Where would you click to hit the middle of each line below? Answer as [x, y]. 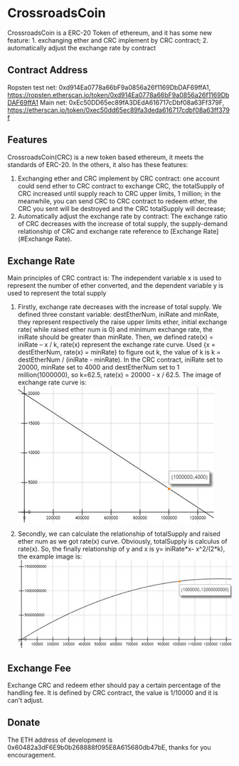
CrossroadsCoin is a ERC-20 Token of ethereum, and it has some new [110, 33]
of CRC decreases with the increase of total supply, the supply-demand [122, 223]
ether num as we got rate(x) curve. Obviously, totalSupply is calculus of [122, 541]
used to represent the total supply [57, 293]
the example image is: [50, 556]
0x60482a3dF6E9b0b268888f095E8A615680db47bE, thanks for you [109, 747]
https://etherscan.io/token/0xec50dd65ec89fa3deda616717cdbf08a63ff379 [118, 110]
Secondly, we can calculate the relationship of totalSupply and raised [119, 534]
